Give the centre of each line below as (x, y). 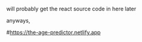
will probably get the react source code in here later (71, 9)
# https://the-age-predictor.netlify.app (54, 32)
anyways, (18, 20)
